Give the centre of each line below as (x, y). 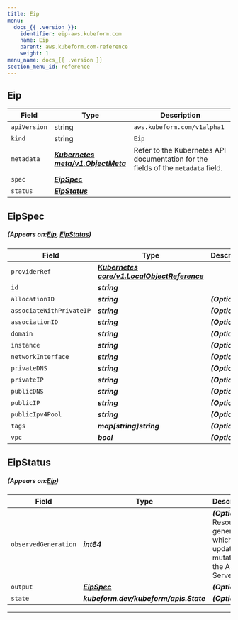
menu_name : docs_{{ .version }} (55, 60)
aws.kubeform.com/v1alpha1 (179, 127)
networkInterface (40, 356)
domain (22, 333)
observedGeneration (44, 544)
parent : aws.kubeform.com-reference (74, 47)
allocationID (33, 299)
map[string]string (129, 426)
